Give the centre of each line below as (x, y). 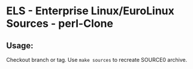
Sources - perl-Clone (60, 23)
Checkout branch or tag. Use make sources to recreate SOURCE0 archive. (97, 60)
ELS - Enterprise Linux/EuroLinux (91, 11)
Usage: (20, 46)
